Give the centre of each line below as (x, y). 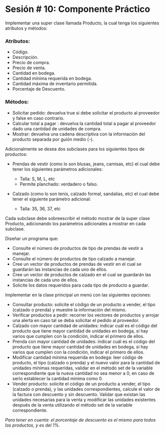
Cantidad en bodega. (34, 73)
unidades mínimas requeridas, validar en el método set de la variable (82, 368)
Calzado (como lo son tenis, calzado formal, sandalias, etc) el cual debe (86, 194)
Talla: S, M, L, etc (37, 179)
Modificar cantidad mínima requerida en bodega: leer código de (77, 357)
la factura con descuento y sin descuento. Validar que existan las (79, 394)
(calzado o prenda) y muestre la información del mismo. (69, 310)
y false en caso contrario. (38, 118)
